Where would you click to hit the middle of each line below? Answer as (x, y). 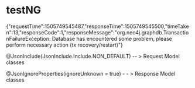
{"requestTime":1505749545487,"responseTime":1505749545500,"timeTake (97, 26)
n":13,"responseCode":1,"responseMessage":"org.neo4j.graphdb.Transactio (97, 32)
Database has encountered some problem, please (112, 38)
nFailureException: (28, 38)
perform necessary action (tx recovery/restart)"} (64, 45)
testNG (24, 10)
